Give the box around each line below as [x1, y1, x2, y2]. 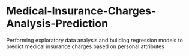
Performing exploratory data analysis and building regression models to [6, 36, 183, 43]
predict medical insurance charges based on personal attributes [6, 43, 165, 50]
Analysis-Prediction [6, 17, 109, 30]
